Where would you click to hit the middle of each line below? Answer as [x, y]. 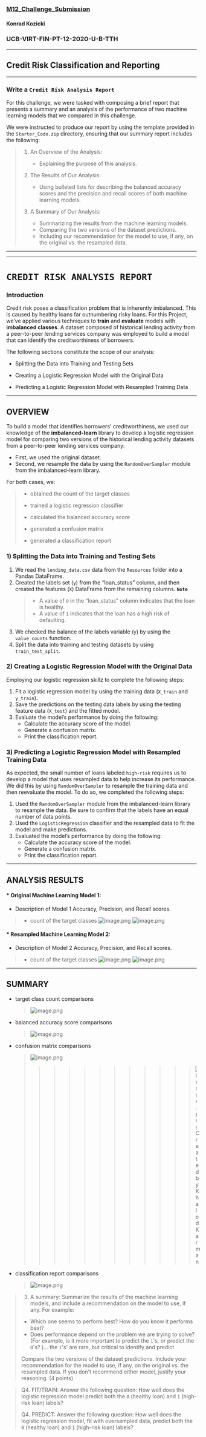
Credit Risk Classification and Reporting [83, 65]
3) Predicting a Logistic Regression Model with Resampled [94, 752]
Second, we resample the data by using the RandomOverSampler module [103, 464]
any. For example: [52, 1309]
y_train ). [26, 698]
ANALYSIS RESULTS [45, 880]
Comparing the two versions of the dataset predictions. [108, 229]
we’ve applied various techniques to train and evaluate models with [91, 321]
